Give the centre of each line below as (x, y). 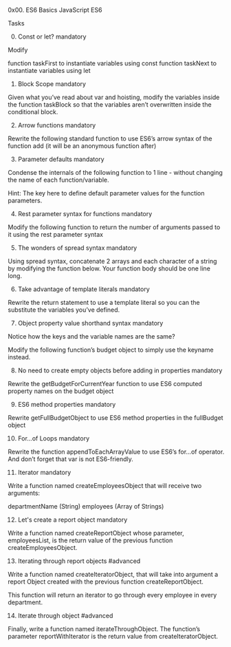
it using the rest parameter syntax (56, 234)
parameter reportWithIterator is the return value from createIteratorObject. (113, 636)
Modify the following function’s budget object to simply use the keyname (111, 350)
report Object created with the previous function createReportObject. (106, 582)
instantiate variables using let (49, 71)
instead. (19, 357)
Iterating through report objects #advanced (79, 561)
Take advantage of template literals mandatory (84, 289)
